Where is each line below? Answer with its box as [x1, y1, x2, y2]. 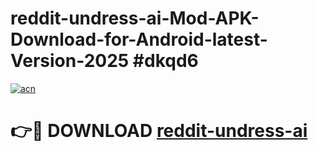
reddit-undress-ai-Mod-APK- [10, 7, 260, 30]
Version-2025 [10, 50, 130, 72]
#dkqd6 [132, 50, 199, 72]
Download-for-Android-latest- [10, 28, 268, 51]
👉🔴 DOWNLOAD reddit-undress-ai [10, 120, 308, 142]
